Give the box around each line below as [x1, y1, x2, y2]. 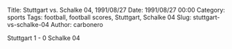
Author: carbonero [51, 21, 104, 28]
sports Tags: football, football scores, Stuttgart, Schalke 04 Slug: [7, 13, 192, 21]
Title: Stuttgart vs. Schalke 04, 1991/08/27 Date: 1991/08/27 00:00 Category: [7, 6, 225, 14]
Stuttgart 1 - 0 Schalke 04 [7, 34, 80, 42]
